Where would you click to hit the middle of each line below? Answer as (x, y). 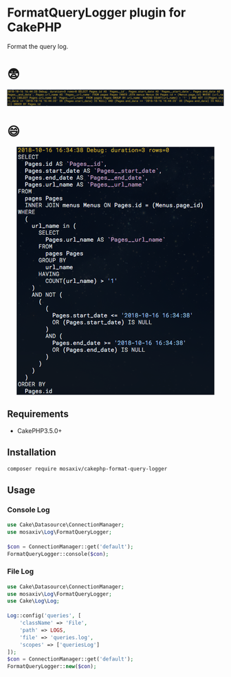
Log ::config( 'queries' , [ (44, 616)
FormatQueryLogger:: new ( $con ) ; (52, 667)
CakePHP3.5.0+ (40, 430)
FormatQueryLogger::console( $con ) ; (58, 554)
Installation (32, 452)
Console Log (29, 510)
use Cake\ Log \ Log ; (33, 601)
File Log (21, 572)
